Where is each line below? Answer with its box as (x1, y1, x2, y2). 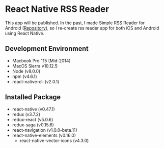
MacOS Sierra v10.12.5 (12, 63, 58, 69)
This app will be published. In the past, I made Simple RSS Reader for (5, 20, 145, 26)
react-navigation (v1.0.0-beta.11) (12, 127, 78, 133)
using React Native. (5, 30, 45, 36)
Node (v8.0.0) (12, 68, 41, 74)
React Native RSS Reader (5, 3, 109, 15)
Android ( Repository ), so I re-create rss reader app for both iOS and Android (5, 25, 160, 31)
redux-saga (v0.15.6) (12, 122, 54, 128)
